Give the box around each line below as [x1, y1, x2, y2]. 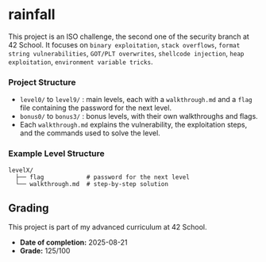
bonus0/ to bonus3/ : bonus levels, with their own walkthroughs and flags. [19, 112, 258, 121]
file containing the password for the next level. [19, 103, 172, 112]
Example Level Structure [8, 148, 105, 159]
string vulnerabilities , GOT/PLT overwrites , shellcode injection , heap [8, 48, 245, 58]
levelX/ [8, 166, 34, 174]
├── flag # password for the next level [15, 173, 191, 181]
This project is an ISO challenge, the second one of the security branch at [8, 32, 250, 41]
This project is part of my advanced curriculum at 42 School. [8, 222, 207, 232]
